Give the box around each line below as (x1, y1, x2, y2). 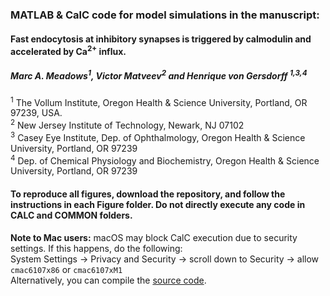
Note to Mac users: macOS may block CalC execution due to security (10, 231, 298, 243)
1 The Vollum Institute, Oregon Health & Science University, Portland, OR (10, 94, 308, 108)
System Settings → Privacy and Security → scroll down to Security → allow (10, 253, 320, 265)
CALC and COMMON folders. (10, 209, 133, 222)
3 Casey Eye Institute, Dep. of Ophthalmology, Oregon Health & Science (10, 130, 306, 143)
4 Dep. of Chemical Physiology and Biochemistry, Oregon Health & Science (10, 153, 320, 167)
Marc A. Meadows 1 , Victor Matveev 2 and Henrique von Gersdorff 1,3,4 (10, 68, 308, 82)
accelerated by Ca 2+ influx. (10, 43, 127, 57)
